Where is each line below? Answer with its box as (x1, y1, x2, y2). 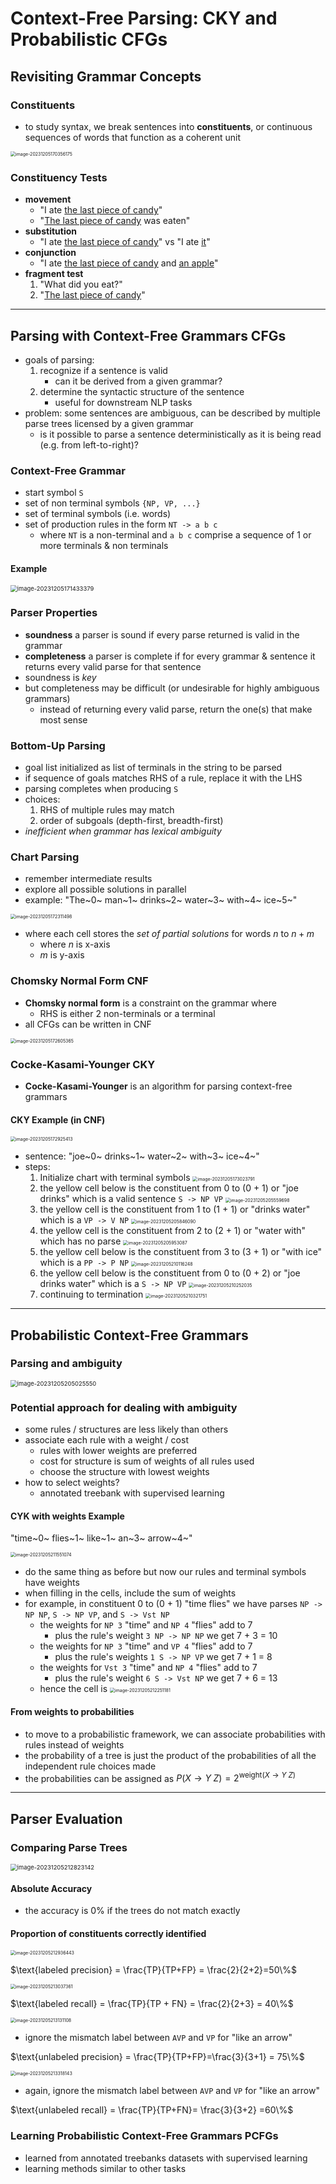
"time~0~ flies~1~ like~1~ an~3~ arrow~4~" (10, 1532, 193, 1544)
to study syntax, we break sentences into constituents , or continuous (24, 120, 313, 132)
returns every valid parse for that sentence (24, 660, 202, 672)
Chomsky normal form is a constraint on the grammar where (24, 997, 277, 1009)
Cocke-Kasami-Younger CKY (10, 1057, 156, 1071)
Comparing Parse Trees (10, 1840, 128, 1854)
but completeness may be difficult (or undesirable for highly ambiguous (24, 682, 320, 694)
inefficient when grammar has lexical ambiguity (24, 825, 222, 837)
